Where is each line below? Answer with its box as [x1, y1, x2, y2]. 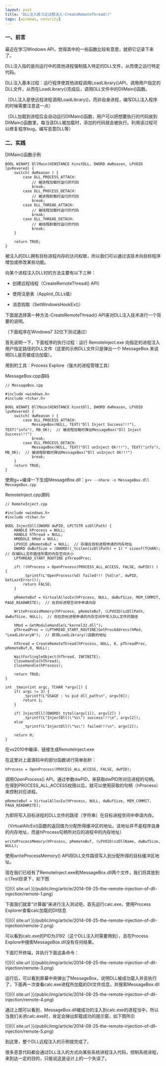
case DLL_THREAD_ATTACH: [23, 202, 74, 207]
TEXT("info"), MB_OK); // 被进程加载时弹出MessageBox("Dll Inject [5, 427, 141, 432]
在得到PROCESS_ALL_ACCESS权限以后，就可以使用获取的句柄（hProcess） [5, 782, 161, 788]
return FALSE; [23, 581, 52, 587]
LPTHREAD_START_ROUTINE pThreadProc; [14, 556, 92, 561]
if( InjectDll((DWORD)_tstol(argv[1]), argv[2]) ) [14, 711, 121, 716]
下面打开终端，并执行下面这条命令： [5, 950, 79, 956]
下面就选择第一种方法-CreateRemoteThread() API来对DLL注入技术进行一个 [5, 312, 157, 318]
